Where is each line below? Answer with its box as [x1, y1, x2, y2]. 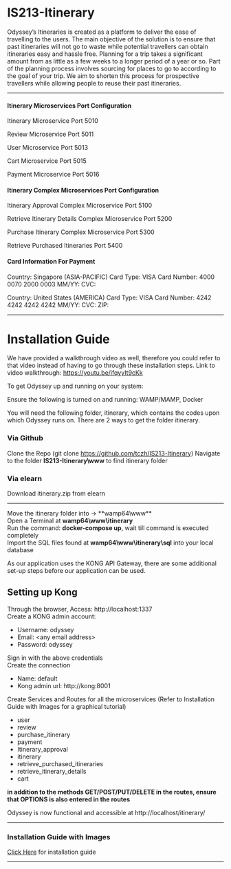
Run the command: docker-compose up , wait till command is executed [7, 524, 209, 532]
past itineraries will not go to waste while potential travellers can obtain [7, 42, 208, 50]
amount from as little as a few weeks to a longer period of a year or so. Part [7, 57, 221, 65]
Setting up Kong [7, 587, 78, 598]
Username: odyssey [16, 625, 74, 634]
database [7, 546, 34, 554]
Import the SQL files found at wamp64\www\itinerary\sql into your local [7, 538, 214, 547]
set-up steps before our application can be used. [7, 567, 146, 575]
